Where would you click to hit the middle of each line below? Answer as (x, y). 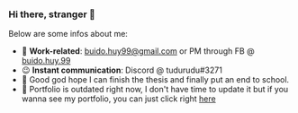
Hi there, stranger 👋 (52, 14)
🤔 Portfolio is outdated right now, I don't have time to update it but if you (155, 90)
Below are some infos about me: (68, 34)
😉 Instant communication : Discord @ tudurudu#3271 (122, 70)
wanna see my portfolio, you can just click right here (119, 99)
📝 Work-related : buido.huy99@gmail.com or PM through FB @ (138, 51)
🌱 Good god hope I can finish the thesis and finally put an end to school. (155, 80)
